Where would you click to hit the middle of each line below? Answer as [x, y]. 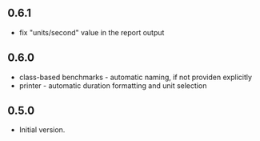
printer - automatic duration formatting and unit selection [113, 85]
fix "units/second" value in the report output [92, 32]
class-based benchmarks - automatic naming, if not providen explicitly [136, 77]
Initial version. [42, 130]
